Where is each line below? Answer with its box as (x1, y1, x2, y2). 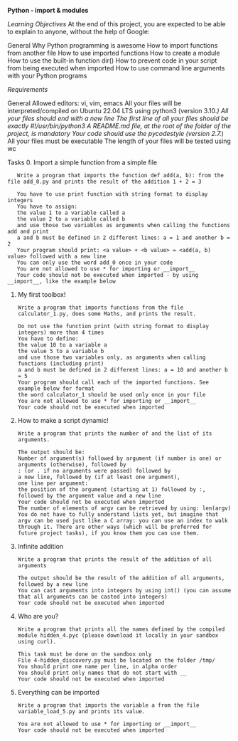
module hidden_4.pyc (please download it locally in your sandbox (17, 632, 219, 639)
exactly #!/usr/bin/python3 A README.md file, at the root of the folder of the (7, 122, 232, 130)
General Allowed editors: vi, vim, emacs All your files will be (7, 99, 182, 107)
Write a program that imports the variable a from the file (17, 702, 200, 709)
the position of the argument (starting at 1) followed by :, (17, 486, 206, 493)
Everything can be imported (17, 688, 99, 696)
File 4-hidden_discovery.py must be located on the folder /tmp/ (17, 657, 215, 664)
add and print (7, 228, 50, 235)
